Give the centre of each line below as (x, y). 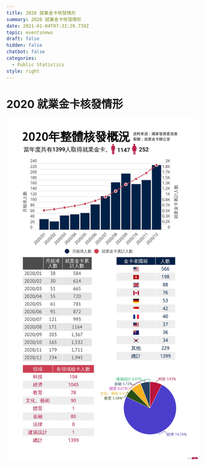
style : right (23, 71)
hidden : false (25, 45)
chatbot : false (26, 52)
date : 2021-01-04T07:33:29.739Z (48, 26)
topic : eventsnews (30, 32)
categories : (21, 58)
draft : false (23, 39)
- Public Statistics (38, 64)
